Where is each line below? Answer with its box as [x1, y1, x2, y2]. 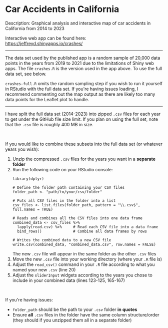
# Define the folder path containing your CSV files [12, 185, 125, 190]
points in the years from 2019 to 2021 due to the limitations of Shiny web [5, 60, 154, 66]
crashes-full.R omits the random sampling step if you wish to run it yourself [5, 80, 162, 86]
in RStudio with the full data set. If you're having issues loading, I [5, 86, 138, 92]
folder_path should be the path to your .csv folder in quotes [12, 306, 137, 312]
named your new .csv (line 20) [12, 266, 76, 272]
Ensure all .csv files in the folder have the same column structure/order [12, 311, 159, 317]
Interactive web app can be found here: [5, 35, 86, 41]
